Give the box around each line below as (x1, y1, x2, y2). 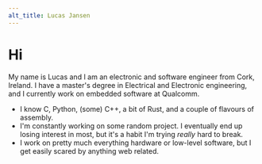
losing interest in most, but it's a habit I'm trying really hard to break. (19, 129, 244, 139)
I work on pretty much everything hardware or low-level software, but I (19, 138, 252, 147)
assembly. (19, 113, 54, 122)
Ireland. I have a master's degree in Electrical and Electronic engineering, (8, 80, 248, 90)
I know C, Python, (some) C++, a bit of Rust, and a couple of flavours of (19, 104, 254, 113)
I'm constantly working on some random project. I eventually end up (19, 120, 243, 131)
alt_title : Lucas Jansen (8, 11, 91, 20)
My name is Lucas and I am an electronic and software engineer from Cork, (8, 72, 256, 82)
